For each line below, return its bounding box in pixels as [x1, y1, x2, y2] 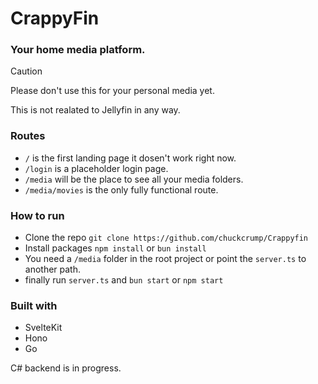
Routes [10, 129, 46, 143]
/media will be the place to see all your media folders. [24, 173, 244, 185]
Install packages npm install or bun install [24, 242, 207, 254]
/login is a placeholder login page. [24, 162, 169, 174]
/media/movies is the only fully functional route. [24, 183, 219, 196]
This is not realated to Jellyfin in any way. [10, 104, 181, 116]
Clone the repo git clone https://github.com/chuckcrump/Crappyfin [24, 232, 309, 244]
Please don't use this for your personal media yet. [10, 85, 215, 97]
